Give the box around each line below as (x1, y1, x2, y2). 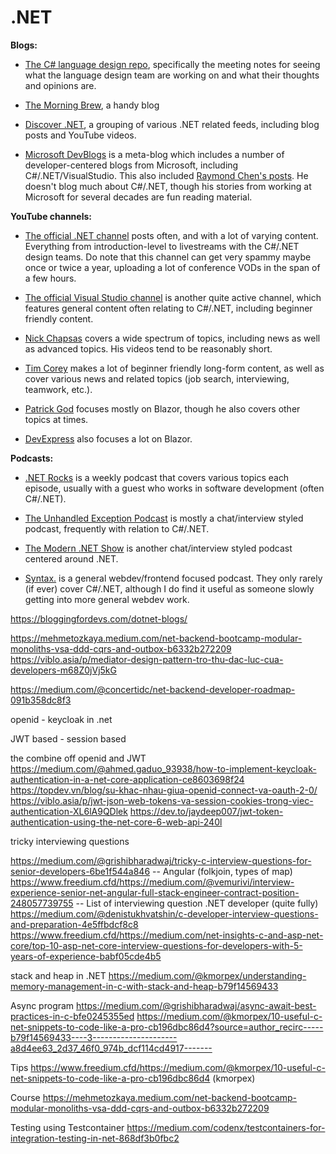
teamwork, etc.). (24, 383, 93, 395)
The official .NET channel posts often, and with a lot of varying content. (24, 229, 319, 241)
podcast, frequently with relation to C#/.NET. (24, 522, 210, 535)
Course (10, 1091, 41, 1103)
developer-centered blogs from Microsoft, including (24, 159, 239, 171)
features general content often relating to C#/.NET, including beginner (24, 302, 313, 314)
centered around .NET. (24, 552, 119, 565)
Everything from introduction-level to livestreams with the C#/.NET (24, 240, 300, 252)
